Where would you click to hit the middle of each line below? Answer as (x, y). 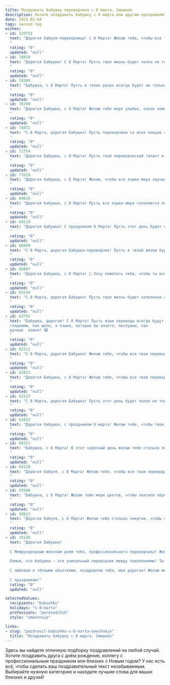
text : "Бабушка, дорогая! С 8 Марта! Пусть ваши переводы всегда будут (87, 321)
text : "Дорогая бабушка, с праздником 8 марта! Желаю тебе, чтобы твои (87, 424)
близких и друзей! (25, 677)
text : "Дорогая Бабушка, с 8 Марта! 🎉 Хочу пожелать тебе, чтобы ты (83, 274)
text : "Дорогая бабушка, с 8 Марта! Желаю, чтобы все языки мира (80, 180)
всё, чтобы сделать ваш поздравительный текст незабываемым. (75, 666)
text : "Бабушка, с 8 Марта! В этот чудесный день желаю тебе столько (84, 448)
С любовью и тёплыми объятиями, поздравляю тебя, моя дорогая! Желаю (84, 570)
